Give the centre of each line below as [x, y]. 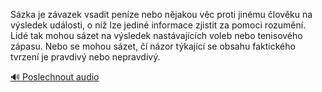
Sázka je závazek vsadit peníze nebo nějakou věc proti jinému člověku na [161, 14]
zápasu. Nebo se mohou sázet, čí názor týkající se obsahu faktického [153, 46]
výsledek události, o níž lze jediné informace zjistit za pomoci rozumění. [158, 25]
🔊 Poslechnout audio [55, 77]
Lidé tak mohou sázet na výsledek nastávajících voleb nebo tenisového [156, 35]
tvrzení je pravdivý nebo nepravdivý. [85, 57]
